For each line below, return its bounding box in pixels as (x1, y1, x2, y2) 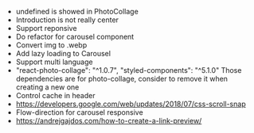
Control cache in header (15, 91, 96, 100)
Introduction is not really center (15, 15, 119, 25)
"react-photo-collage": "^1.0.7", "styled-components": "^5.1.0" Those (15, 66, 242, 74)
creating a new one (15, 82, 80, 92)
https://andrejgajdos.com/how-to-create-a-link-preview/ (15, 116, 202, 125)
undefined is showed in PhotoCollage (15, 7, 139, 16)
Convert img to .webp (15, 40, 88, 50)
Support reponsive (15, 24, 77, 32)
